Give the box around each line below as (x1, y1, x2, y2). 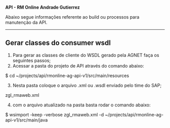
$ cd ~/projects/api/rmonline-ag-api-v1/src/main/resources (5, 73, 130, 79)
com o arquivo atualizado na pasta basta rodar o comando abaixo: (12, 102, 151, 108)
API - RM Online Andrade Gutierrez (5, 5, 80, 10)
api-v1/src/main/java (5, 117, 48, 123)
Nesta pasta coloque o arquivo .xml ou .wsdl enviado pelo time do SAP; (12, 82, 162, 88)
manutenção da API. (5, 20, 48, 25)
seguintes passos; (12, 57, 51, 63)
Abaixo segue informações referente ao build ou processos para (5, 14, 140, 20)
